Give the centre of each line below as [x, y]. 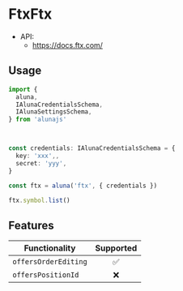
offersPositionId [46, 275]
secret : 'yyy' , [41, 163]
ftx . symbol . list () [39, 200]
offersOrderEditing [50, 262]
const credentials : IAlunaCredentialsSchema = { [92, 148]
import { [23, 89]
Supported [116, 248]
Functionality [50, 248]
